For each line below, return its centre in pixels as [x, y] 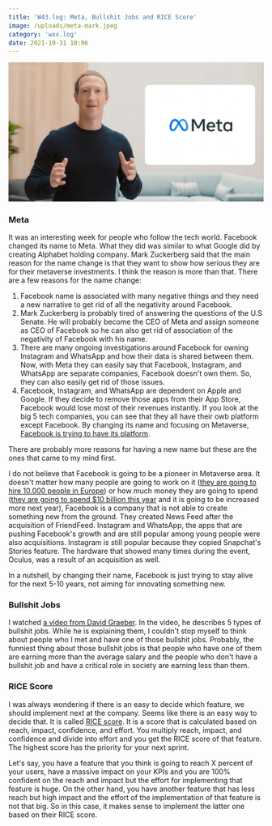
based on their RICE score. [53, 815]
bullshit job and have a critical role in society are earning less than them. [129, 666]
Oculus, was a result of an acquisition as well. [84, 560]
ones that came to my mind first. [62, 458]
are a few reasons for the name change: [75, 280]
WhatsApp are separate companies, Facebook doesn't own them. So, [136, 373]
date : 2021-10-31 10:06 [49, 43]
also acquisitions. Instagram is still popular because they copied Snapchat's [135, 543]
